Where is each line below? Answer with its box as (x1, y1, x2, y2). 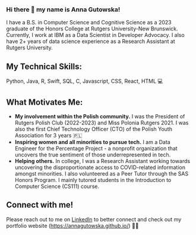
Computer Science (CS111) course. (14, 183, 100, 190)
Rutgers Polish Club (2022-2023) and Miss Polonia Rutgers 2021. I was (14, 119, 189, 126)
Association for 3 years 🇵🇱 (14, 131, 83, 139)
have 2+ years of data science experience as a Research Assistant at (6, 38, 175, 45)
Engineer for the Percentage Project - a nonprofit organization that (14, 145, 178, 152)
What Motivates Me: (6, 97, 83, 107)
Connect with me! (6, 200, 74, 210)
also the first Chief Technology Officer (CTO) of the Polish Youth (14, 125, 172, 133)
